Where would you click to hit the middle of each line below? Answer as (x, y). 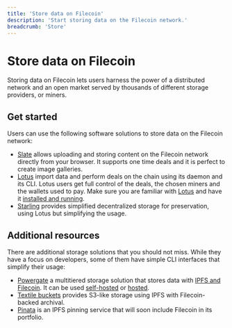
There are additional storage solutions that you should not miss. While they (114, 252)
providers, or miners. (37, 95)
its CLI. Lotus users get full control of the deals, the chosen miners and (118, 184)
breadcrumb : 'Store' (37, 26)
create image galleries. (50, 169)
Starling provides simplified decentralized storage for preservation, (113, 206)
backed (28, 302)
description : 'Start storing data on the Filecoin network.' (98, 20)
